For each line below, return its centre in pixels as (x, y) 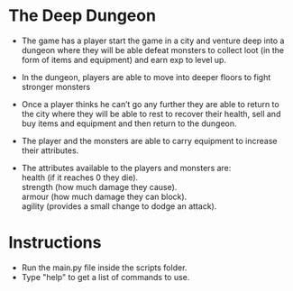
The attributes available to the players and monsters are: (126, 168)
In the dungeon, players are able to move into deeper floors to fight (146, 77)
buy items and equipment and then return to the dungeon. (129, 123)
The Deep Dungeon (82, 16)
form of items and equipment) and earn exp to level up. (124, 59)
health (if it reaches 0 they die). (80, 177)
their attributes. (50, 150)
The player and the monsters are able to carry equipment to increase (149, 141)
